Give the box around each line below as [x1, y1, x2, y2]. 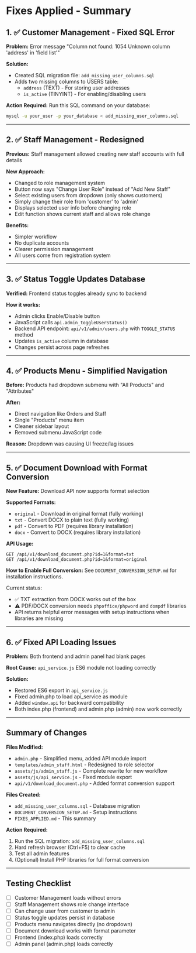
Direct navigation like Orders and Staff [14, 410, 107, 417]
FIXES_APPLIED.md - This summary [14, 815, 96, 822]
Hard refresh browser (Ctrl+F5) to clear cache [14, 844, 125, 851]
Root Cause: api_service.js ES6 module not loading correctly [6, 664, 156, 671]
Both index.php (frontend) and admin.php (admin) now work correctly [14, 705, 183, 712]
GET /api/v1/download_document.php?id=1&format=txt [6, 551, 134, 557]
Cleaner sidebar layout [14, 423, 69, 430]
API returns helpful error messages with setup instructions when [14, 609, 170, 616]
